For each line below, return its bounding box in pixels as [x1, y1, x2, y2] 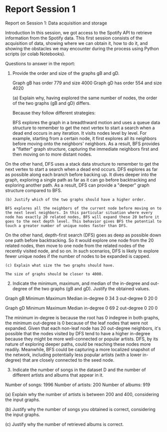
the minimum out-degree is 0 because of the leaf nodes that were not [5, 320, 148, 326]
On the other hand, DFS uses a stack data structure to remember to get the [5, 161, 160, 167]
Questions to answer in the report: [5, 60, 76, 66]
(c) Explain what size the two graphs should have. [5, 263, 115, 268]
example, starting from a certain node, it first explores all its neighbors [12, 135, 157, 141]
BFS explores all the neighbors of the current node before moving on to [5, 206, 162, 211]
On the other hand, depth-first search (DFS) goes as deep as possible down [5, 232, 162, 238]
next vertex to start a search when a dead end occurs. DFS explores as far [5, 166, 158, 172]
